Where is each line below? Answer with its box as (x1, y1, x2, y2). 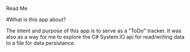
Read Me (6, 5, 28, 12)
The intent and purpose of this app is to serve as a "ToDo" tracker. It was (6, 27, 182, 34)
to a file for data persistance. (6, 40, 76, 46)
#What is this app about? (6, 16, 66, 23)
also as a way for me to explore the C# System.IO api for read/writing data (6, 34, 185, 40)
